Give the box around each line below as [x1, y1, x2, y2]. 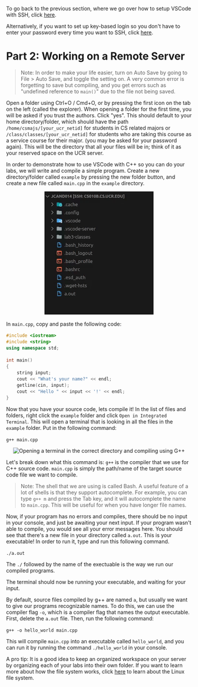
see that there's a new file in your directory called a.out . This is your [6, 531, 172, 538]
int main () [6, 357, 33, 363]
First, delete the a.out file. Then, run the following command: [6, 614, 154, 622]
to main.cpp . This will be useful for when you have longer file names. [20, 501, 187, 508]
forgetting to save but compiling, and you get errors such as [20, 81, 167, 88]
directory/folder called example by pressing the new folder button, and [6, 173, 176, 180]
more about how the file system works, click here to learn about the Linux [6, 668, 184, 675]
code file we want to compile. [6, 471, 78, 478]
